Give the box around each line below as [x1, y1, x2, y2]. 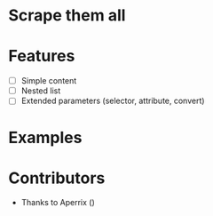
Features [8, 46, 75, 67]
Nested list [20, 85, 61, 96]
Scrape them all [8, 5, 126, 26]
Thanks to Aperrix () [20, 197, 95, 208]
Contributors [8, 168, 106, 188]
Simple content [20, 76, 77, 86]
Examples [8, 127, 83, 148]
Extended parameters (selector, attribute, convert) [20, 95, 205, 107]
